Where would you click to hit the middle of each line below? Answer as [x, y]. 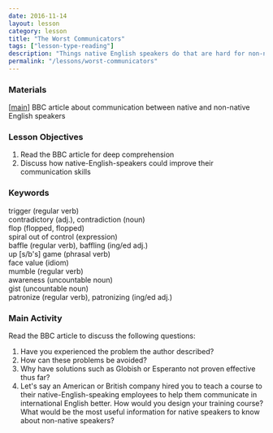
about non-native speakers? [67, 421]
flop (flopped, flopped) [47, 227]
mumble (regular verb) [46, 271]
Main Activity [35, 318]
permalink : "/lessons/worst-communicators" [83, 62]
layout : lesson [34, 24]
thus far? [35, 378]
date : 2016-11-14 [38, 16]
